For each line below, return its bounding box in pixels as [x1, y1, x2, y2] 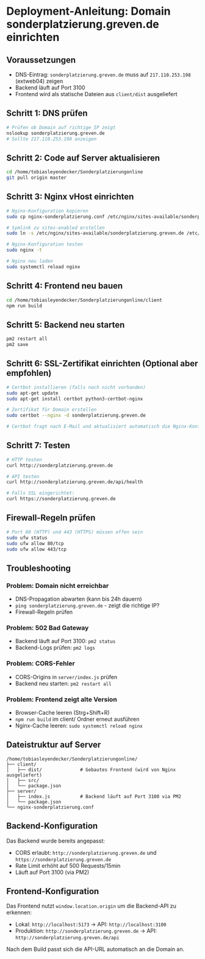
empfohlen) [6, 368, 52, 378]
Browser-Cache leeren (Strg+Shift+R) [15, 709, 110, 716]
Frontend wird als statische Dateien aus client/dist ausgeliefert [15, 91, 178, 97]
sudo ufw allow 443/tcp [6, 546, 67, 552]
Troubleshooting [6, 563, 71, 573]
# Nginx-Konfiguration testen [6, 241, 84, 247]
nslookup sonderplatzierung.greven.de [6, 130, 105, 136]
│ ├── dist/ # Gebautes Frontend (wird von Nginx [6, 767, 176, 773]
